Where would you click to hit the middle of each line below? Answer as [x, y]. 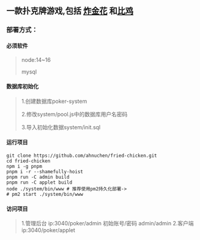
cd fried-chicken [28, 161]
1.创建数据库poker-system [54, 101]
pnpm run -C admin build [38, 177]
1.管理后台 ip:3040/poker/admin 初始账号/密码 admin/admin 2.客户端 [107, 223]
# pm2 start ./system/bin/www [45, 194]
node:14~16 [36, 59]
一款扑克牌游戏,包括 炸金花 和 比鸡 [70, 11]
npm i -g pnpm [24, 166]
